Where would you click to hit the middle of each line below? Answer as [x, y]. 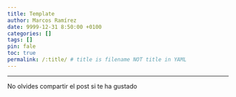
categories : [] [29, 33]
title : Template [31, 14]
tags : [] [20, 40]
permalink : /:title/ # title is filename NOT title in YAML [97, 60]
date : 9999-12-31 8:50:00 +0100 [54, 27]
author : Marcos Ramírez [42, 20]
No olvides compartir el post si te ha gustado [72, 86]
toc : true [22, 53]
